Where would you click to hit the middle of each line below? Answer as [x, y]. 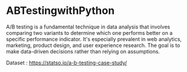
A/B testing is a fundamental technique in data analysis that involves [88, 27]
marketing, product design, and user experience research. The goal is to [93, 45]
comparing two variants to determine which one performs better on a [89, 33]
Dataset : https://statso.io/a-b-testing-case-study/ [67, 63]
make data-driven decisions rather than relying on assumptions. [83, 51]
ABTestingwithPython [60, 11]
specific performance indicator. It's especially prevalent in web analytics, [94, 39]
